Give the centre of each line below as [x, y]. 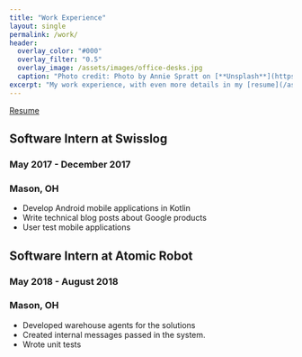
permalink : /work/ [44, 34]
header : [24, 43]
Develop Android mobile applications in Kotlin [107, 208]
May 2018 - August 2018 [64, 281]
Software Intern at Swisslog [89, 139]
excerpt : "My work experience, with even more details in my [126, 85]
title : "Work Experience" [58, 18]
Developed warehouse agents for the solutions [109, 325]
